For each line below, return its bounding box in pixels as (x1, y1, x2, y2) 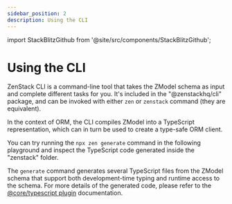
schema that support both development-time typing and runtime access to (7, 174, 220, 183)
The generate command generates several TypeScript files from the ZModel (7, 167, 224, 175)
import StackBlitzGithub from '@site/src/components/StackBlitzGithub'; (7, 35, 211, 44)
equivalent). (7, 104, 42, 113)
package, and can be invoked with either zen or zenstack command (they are (7, 98, 226, 106)
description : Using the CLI (7, 17, 89, 24)
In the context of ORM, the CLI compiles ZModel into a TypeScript (7, 118, 195, 127)
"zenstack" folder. (7, 154, 59, 162)
